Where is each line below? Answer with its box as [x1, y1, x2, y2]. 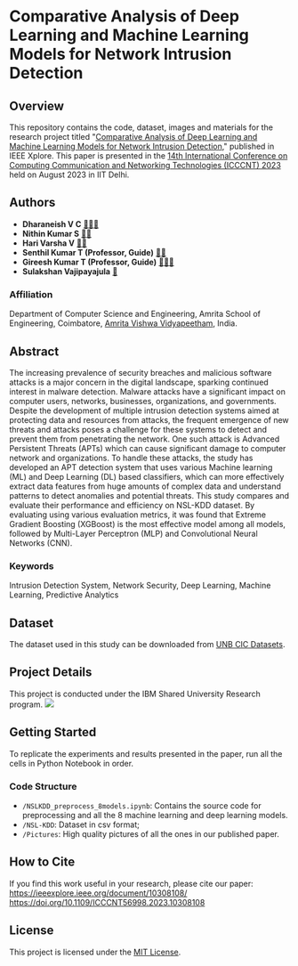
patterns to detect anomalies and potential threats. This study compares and [9, 490, 290, 500]
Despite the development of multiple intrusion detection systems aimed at [9, 405, 280, 416]
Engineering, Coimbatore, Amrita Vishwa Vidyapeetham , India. [9, 318, 238, 329]
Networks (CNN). [9, 537, 73, 548]
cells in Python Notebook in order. [9, 758, 134, 768]
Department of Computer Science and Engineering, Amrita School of [9, 309, 261, 320]
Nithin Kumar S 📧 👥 [21, 228, 92, 239]
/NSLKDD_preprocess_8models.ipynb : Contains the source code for [21, 800, 262, 811]
